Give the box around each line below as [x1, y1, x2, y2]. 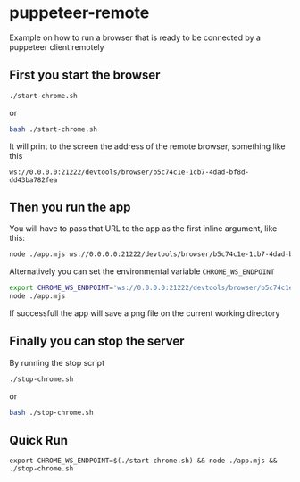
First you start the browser [9, 68, 161, 83]
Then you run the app [9, 199, 131, 214]
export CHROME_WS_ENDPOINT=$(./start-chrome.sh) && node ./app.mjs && [9, 456, 278, 466]
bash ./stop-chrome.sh [9, 408, 94, 417]
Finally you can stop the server [9, 334, 185, 349]
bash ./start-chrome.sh [9, 124, 98, 134]
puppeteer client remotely [9, 41, 104, 52]
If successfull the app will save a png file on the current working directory [9, 307, 280, 319]
